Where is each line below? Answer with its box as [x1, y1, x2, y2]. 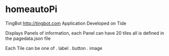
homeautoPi [5, 4, 57, 15]
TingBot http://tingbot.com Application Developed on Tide [5, 20, 127, 26]
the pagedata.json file [5, 35, 51, 41]
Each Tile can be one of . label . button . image [5, 45, 103, 51]
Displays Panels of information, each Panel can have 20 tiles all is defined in [5, 30, 164, 36]
